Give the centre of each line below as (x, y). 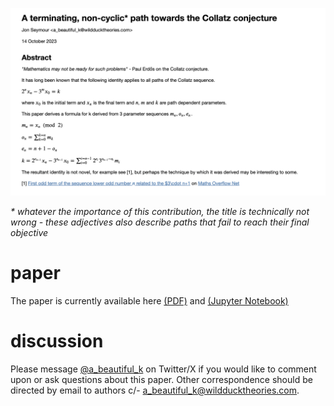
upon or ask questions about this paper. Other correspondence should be (161, 380)
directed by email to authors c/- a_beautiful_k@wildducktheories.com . (155, 390)
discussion (57, 341)
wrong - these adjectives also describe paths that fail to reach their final (160, 222)
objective (29, 233)
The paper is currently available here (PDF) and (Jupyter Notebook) (149, 301)
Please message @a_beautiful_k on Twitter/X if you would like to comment (163, 369)
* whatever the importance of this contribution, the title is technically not (160, 212)
